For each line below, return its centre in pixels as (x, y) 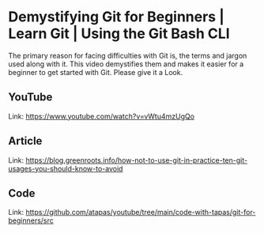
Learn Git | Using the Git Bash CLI (119, 34)
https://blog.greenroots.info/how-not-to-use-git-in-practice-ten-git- (136, 160)
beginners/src (31, 220)
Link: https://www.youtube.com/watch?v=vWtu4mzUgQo (102, 116)
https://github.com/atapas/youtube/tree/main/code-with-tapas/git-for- (141, 212)
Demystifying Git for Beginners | (117, 17)
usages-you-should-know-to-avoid (66, 168)
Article (25, 141)
